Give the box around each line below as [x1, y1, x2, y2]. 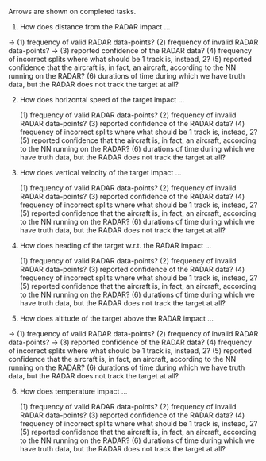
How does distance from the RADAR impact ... [19, 22, 171, 31]
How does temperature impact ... [19, 386, 128, 396]
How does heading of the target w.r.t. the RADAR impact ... [19, 241, 212, 250]
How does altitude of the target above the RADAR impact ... [19, 313, 214, 323]
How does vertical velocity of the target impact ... [19, 168, 182, 177]
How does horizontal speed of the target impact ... [19, 95, 185, 104]
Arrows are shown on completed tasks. [8, 7, 137, 16]
